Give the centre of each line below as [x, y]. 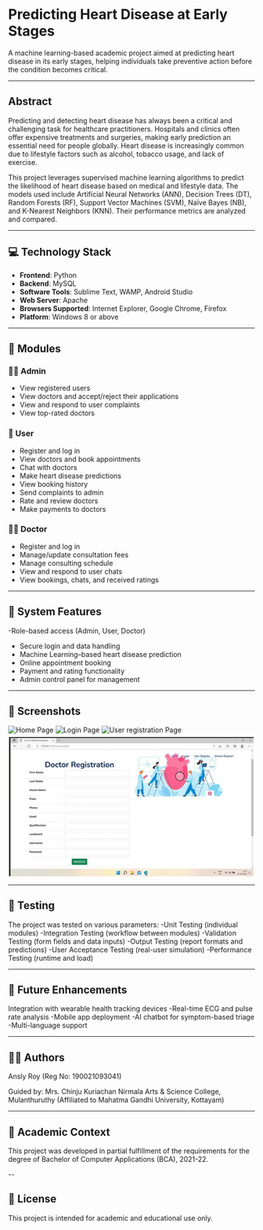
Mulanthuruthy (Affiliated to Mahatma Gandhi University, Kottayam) [116, 1100]
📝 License [32, 1199]
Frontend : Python [48, 275]
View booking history [54, 484]
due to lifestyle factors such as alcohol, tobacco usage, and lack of [116, 154]
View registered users [55, 388]
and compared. [32, 219]
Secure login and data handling [70, 646]
